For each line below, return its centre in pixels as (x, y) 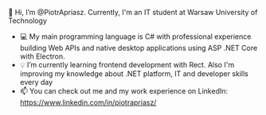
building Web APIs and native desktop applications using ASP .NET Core (139, 48)
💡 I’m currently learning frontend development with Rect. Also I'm (127, 65)
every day (36, 82)
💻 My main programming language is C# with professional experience (135, 36)
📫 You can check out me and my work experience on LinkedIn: (124, 91)
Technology (28, 21)
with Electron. (42, 56)
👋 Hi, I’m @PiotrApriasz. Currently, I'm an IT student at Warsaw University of (133, 12)
